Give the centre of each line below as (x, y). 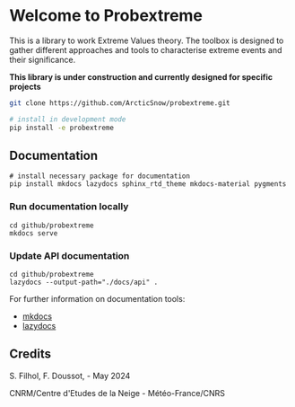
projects (26, 86)
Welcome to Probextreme (106, 16)
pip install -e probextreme (62, 128)
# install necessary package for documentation (100, 176)
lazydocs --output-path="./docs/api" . (84, 282)
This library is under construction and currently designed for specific (141, 76)
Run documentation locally (69, 207)
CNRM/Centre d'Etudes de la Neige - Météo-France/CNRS (117, 393)
